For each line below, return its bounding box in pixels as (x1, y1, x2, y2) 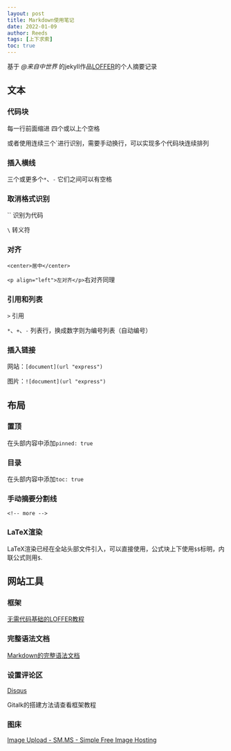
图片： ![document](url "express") (7, 377, 107, 386)
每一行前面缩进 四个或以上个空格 (7, 124, 100, 132)
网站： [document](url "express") (7, 362, 103, 371)
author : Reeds (7, 29, 48, 37)
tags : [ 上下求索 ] (7, 36, 53, 43)
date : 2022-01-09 (7, 23, 57, 30)
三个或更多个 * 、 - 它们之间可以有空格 (7, 175, 113, 183)
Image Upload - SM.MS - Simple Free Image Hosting (7, 736, 157, 744)
